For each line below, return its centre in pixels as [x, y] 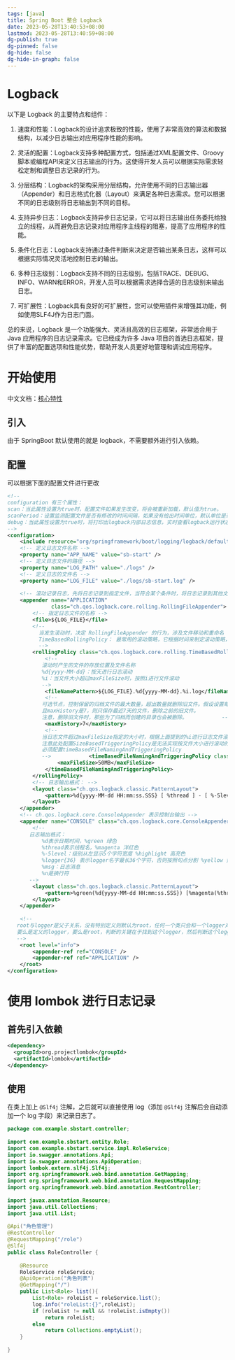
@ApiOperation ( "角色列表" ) [57, 1278]
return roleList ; [70, 1317]
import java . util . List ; [42, 1213]
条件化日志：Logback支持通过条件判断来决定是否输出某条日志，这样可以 [122, 250]
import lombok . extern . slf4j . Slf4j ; [59, 1168]
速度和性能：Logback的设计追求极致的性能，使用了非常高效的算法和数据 [122, 129]
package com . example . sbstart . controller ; [69, 1129]
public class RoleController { [53, 1252]
